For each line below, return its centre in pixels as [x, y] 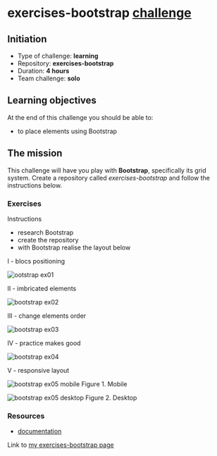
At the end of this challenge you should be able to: [80, 117]
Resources [26, 416]
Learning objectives [52, 100]
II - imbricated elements [42, 288]
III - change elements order [47, 316]
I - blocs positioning [36, 261]
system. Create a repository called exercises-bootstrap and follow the [108, 178]
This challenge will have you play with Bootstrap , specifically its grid [107, 170]
